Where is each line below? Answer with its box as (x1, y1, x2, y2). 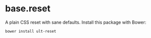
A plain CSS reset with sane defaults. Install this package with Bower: (5, 19, 147, 25)
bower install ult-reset (5, 29, 56, 34)
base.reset (5, 3, 50, 14)
